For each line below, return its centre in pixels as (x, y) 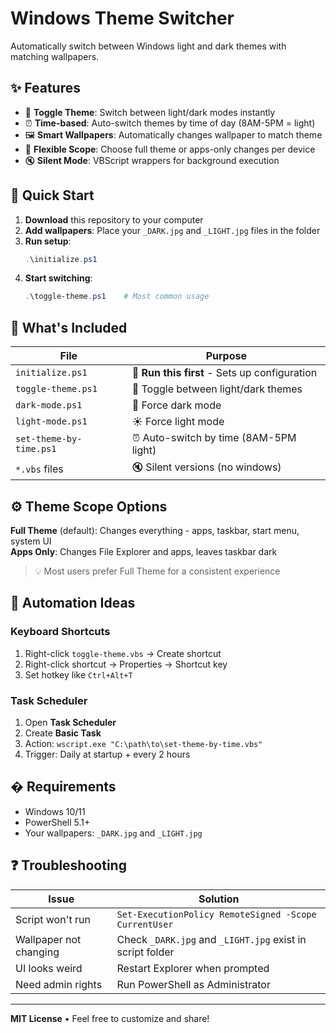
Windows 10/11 (55, 811)
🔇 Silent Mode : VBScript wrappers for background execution (152, 160)
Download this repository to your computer (114, 219)
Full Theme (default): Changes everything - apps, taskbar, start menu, (155, 530)
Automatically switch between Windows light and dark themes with (148, 46)
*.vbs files (39, 469)
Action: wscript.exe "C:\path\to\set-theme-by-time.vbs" (143, 743)
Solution (219, 899)
